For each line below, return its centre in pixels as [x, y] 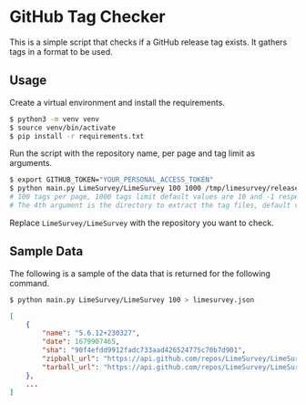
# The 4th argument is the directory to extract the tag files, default [150, 205]
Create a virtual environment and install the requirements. [117, 102]
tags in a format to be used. [61, 51]
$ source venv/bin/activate [63, 128]
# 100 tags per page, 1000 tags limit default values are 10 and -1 [142, 197]
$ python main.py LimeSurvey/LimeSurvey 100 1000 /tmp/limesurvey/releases [156, 189]
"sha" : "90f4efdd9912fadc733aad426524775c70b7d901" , [144, 350]
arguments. [31, 163]
